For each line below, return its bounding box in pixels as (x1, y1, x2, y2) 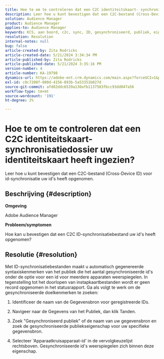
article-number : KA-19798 (5, 71, 58, 76)
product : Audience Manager (5, 21, 60, 26)
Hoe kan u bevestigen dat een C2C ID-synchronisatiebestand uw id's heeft (5, 231, 156, 237)
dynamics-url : (5, 75, 34, 80)
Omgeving (5, 203, 27, 209)
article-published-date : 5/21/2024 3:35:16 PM (5, 62, 102, 66)
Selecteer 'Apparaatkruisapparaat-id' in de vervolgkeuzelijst (12, 338, 133, 343)
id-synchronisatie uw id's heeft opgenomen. (5, 176, 94, 182)
